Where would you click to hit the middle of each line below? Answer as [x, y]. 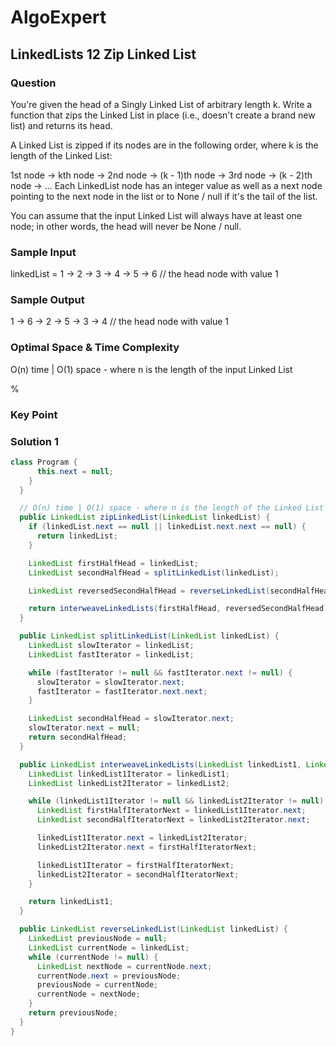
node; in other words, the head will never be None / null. [126, 226]
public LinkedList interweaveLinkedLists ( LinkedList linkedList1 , [160, 764]
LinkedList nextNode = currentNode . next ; [124, 966]
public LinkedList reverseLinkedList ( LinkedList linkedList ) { [153, 929]
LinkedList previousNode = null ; [98, 939]
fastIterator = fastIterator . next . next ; [122, 691]
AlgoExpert [58, 17]
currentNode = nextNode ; [88, 994]
